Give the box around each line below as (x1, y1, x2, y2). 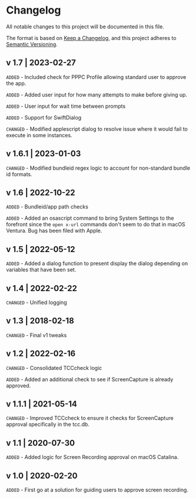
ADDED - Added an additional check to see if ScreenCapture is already (6, 375, 174, 383)
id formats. (6, 170, 32, 177)
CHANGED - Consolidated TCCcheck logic (6, 364, 102, 371)
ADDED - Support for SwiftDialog (6, 114, 82, 121)
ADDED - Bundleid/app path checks (6, 203, 88, 210)
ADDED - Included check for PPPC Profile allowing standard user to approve (6, 73, 187, 80)
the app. (6, 80, 26, 87)
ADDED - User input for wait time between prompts (6, 103, 126, 110)
